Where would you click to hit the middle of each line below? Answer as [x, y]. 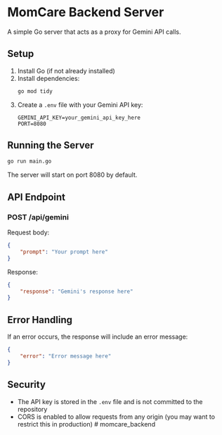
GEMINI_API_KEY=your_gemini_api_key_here [79, 118]
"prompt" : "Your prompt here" [64, 252]
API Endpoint [36, 197]
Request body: [28, 232]
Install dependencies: [48, 78]
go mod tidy [35, 91]
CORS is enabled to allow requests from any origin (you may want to [116, 417]
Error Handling [40, 320]
